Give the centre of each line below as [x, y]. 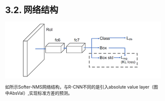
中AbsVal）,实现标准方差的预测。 [39, 93]
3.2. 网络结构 [32, 10]
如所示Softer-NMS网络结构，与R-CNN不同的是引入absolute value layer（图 [82, 87]
